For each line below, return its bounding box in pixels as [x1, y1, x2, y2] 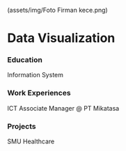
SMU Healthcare [7, 137, 55, 145]
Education [7, 55, 43, 65]
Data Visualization [7, 31, 116, 46]
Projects [7, 121, 36, 131]
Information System [7, 71, 64, 79]
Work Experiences [7, 88, 71, 98]
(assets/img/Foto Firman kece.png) [7, 6, 108, 14]
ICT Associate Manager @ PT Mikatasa [7, 104, 120, 112]
